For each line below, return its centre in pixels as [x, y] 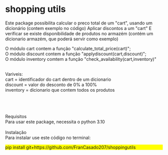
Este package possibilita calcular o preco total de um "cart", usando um [79, 23]
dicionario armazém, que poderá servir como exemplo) [62, 39]
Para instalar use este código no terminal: [48, 138]
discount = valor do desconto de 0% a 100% [51, 84]
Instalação [16, 132]
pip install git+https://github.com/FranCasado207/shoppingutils [70, 147]
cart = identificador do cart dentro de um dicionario [58, 79]
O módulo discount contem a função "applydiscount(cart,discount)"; [76, 54]
